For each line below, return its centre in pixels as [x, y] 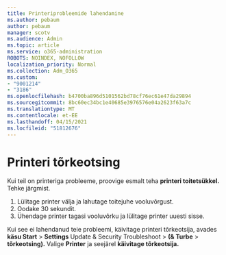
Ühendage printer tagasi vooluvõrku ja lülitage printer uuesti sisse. [111, 216]
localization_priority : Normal [52, 64]
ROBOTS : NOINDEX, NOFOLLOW [46, 58]
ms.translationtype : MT [41, 109]
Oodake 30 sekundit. [47, 209]
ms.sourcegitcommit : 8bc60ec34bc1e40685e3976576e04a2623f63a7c [99, 103]
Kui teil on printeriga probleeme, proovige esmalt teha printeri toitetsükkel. [113, 181]
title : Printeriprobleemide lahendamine [66, 13]
